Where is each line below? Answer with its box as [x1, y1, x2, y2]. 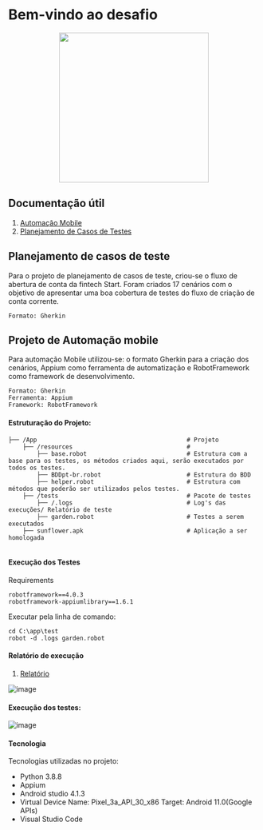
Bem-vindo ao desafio [8, 6, 158, 24]
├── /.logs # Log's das [37, 498, 226, 507]
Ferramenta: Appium [8, 394, 73, 402]
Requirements [8, 575, 54, 585]
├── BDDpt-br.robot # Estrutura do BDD [37, 470, 251, 479]
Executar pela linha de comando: [8, 612, 116, 621]
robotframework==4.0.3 [8, 590, 84, 599]
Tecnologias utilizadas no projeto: [8, 756, 120, 766]
